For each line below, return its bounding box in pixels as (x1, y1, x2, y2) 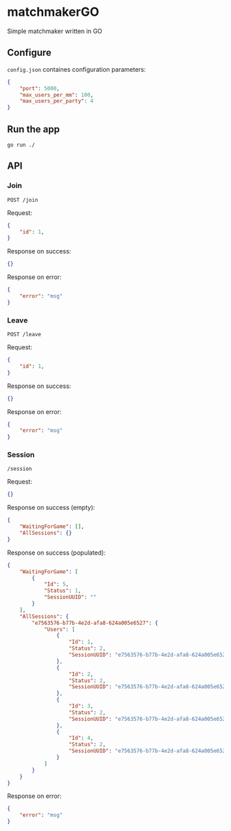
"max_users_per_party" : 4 (19, 98, 94, 105)
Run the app (7, 123, 60, 135)
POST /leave (7, 331, 41, 338)
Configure (7, 47, 52, 59)
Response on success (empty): (7, 504, 96, 512)
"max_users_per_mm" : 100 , (19, 91, 94, 99)
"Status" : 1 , (43, 587, 81, 595)
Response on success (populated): (7, 548, 106, 557)
